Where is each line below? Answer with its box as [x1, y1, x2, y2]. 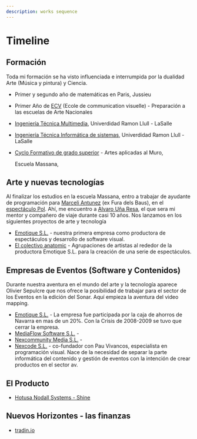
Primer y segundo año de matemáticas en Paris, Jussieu [14, 91, 152, 98]
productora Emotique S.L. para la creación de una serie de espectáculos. [14, 248, 192, 255]
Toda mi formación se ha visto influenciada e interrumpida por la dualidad [6, 73, 185, 80]
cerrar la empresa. [14, 324, 60, 331]
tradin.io [14, 427, 35, 434]
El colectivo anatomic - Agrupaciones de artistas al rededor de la [14, 242, 172, 249]
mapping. [6, 300, 29, 307]
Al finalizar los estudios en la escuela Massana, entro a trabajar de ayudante [6, 193, 191, 200]
